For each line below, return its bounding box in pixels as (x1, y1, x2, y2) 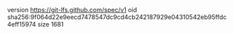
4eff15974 (7, 20, 36, 28)
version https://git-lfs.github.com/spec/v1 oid (7, 6, 138, 14)
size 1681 (37, 20, 64, 28)
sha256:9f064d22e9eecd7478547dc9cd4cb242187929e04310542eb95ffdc (7, 13, 227, 21)
